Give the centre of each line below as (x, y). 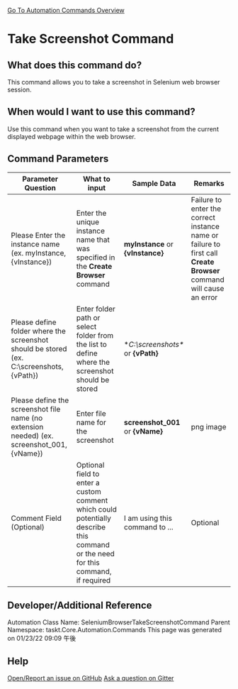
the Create (94, 266)
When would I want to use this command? (102, 112)
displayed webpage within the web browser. (72, 136)
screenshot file (36, 409)
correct (203, 217)
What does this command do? (75, 65)
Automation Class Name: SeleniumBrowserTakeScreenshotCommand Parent (119, 622)
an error (204, 297)
